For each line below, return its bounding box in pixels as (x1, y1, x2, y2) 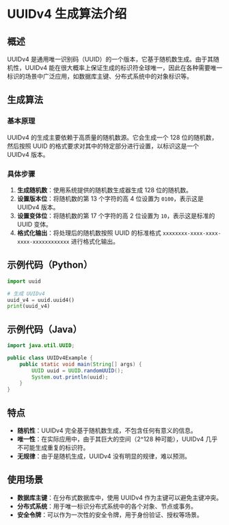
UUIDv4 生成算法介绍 (7, 6, 127, 22)
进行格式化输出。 (70, 237, 120, 245)
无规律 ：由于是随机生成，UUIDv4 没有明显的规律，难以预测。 (16, 452, 191, 461)
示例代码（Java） (7, 323, 82, 335)
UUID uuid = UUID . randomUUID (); (31, 367, 124, 374)
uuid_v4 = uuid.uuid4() (7, 296, 75, 303)
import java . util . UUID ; (7, 342, 75, 349)
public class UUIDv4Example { (7, 354, 94, 361)
